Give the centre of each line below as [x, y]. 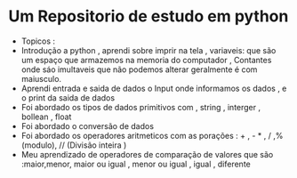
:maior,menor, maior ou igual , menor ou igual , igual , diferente [136, 164]
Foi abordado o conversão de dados [88, 125]
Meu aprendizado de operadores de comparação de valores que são [147, 154]
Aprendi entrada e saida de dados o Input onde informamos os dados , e [154, 88]
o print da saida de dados [68, 97]
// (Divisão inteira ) [93, 145]
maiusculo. [41, 78]
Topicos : [38, 41]
